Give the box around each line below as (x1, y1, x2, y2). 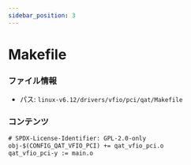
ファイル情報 (8, 75, 58, 86)
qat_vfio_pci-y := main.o (8, 149, 93, 158)
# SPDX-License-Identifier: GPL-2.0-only (8, 135, 147, 143)
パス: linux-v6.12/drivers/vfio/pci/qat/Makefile (19, 95, 183, 104)
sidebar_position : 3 (8, 11, 77, 20)
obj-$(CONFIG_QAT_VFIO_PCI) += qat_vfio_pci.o (8, 142, 164, 150)
